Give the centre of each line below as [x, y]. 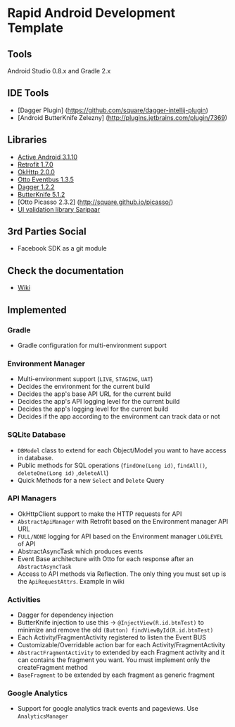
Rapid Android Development [91, 13]
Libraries [27, 140]
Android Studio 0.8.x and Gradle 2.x [59, 71]
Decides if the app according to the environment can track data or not [119, 416]
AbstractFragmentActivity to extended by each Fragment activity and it [121, 653]
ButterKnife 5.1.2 [41, 194]
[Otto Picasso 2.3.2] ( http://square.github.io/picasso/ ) [95, 202]
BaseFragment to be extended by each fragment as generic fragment [116, 675]
